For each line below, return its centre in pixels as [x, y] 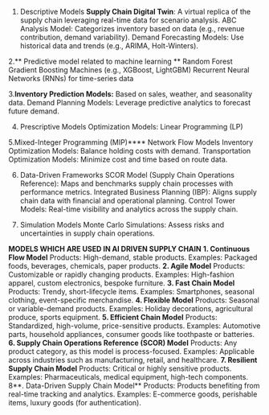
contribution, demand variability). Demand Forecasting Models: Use [132, 37]
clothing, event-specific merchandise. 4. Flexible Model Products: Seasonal [134, 300]
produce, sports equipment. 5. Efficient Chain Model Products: [113, 317]
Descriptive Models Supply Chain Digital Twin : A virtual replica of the [135, 12]
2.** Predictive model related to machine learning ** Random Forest [120, 61]
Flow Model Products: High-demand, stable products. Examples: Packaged [133, 257]
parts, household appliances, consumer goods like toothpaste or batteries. [132, 334]
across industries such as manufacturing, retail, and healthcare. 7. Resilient [133, 360]
